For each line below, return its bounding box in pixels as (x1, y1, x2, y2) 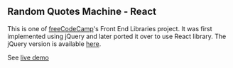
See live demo (7, 53, 50, 62)
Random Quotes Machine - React (7, 6, 156, 18)
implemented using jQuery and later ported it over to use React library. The (7, 32, 227, 40)
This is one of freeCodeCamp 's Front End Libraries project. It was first (7, 24, 212, 33)
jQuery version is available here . (7, 39, 102, 48)
